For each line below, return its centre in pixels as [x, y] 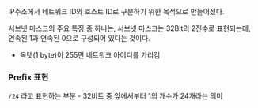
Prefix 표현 [28, 77]
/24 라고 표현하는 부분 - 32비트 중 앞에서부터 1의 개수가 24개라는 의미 [116, 96]
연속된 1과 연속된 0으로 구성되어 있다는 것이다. [79, 38]
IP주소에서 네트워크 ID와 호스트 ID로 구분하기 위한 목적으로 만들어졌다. [116, 11]
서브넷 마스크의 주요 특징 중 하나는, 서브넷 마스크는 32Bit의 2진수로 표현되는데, [129, 28]
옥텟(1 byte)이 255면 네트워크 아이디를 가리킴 [90, 55]
